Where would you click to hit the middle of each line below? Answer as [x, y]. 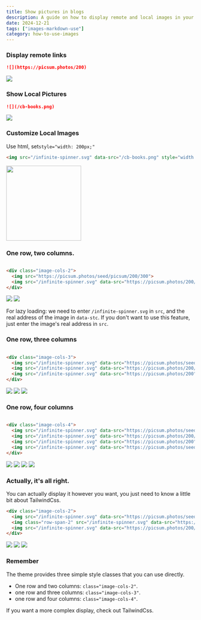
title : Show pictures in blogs [45, 12]
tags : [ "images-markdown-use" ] [45, 29]
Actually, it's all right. [38, 481]
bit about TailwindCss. [33, 500]
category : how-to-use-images [42, 34]
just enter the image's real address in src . [57, 324]
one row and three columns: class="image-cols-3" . [78, 592]
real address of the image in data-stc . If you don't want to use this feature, [98, 318]
